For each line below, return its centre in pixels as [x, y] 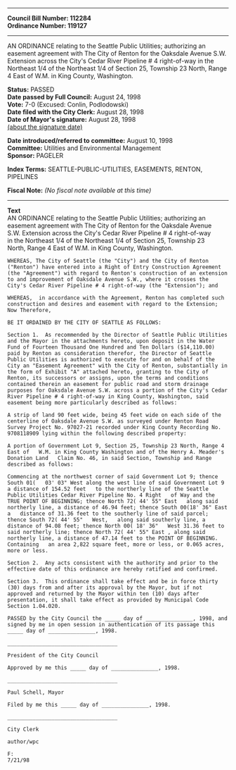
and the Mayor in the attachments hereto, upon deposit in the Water [111, 341]
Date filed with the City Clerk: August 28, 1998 [76, 112]
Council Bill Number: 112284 [49, 18]
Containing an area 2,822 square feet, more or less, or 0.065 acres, [116, 545]
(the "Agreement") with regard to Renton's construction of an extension [118, 273]
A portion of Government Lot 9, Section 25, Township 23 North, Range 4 [116, 446]
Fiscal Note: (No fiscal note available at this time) [79, 190]
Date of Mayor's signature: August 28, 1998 [72, 119]
